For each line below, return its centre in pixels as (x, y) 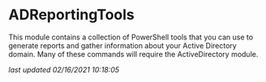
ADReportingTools (72, 15)
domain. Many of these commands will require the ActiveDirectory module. (133, 54)
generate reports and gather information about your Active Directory (122, 45)
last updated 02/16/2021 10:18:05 (64, 69)
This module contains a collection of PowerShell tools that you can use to (131, 37)
